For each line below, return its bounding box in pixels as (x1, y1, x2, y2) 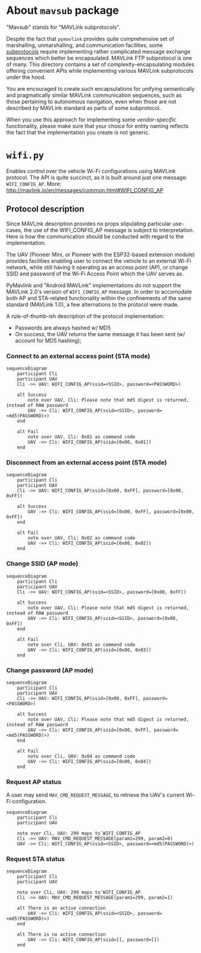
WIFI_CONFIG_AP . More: (6, 180, 62, 187)
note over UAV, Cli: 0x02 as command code (28, 535, 136, 541)
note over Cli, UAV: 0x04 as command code (28, 753, 136, 759)
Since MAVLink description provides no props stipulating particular (6, 220, 172, 227)
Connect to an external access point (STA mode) (6, 352, 151, 360)
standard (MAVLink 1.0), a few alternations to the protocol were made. (6, 301, 179, 308)
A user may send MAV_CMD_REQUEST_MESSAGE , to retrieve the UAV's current (6, 791, 185, 798)
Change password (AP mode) (6, 666, 94, 674)
